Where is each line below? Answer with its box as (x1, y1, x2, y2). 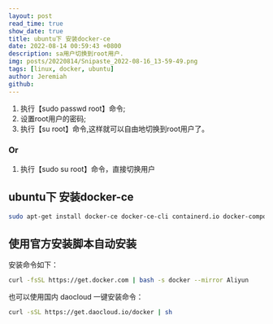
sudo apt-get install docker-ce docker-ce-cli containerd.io (8, 212, 220, 221)
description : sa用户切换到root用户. (8, 50, 124, 58)
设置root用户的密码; (19, 113, 87, 123)
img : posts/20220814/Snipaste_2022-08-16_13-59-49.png (8, 58, 198, 66)
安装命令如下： (8, 260, 58, 269)
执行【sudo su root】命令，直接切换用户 (19, 164, 156, 173)
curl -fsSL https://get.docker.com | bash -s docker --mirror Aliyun (8, 276, 249, 285)
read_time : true (8, 20, 63, 28)
